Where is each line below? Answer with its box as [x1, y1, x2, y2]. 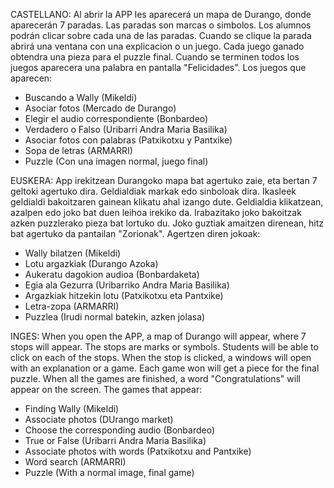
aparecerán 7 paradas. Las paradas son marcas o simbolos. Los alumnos [10, 19, 312, 31]
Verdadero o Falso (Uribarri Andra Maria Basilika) [24, 124, 228, 135]
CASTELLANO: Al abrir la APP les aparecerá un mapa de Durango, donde [10, 9, 312, 20]
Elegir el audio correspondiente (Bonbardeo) [24, 113, 209, 124]
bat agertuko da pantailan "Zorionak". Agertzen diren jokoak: [10, 228, 261, 239]
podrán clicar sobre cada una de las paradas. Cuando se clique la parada [10, 30, 312, 41]
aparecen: [10, 72, 53, 84]
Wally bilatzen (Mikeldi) [24, 247, 122, 259]
